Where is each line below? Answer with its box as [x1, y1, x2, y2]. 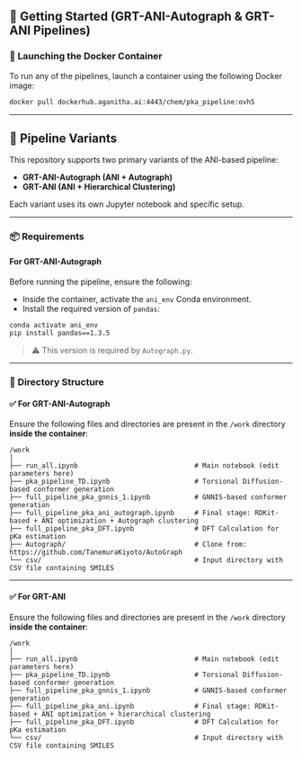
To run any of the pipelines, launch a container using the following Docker [9, 70, 283, 81]
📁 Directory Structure [9, 376, 105, 388]
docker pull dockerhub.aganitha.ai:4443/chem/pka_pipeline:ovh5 [9, 97, 255, 106]
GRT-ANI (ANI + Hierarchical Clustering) [22, 182, 176, 192]
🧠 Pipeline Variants [9, 130, 118, 146]
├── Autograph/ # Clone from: [9, 540, 247, 549]
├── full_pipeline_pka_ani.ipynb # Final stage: [9, 701, 252, 710]
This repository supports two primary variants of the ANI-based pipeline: [9, 155, 279, 165]
